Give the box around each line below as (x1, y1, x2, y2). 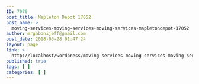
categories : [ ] (6, 69, 46, 75)
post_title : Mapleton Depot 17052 (6, 14, 92, 20)
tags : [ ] (6, 63, 31, 70)
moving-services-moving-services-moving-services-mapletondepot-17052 (11, 25, 190, 31)
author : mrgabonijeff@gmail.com (6, 31, 86, 37)
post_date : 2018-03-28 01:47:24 (6, 36, 86, 42)
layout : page (6, 42, 38, 48)
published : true (6, 58, 46, 64)
